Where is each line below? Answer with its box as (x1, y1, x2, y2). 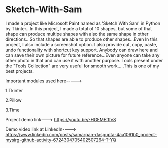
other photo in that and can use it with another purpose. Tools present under (5, 57, 163, 63)
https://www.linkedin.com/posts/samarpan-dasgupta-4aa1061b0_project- (5, 131, 157, 137)
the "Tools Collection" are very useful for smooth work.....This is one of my (5, 63, 159, 69)
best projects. (5, 68, 34, 74)
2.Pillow (5, 97, 22, 103)
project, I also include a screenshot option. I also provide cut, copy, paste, (5, 41, 158, 47)
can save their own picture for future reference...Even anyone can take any (5, 52, 160, 58)
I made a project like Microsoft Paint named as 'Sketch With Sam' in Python (5, 20, 161, 26)
